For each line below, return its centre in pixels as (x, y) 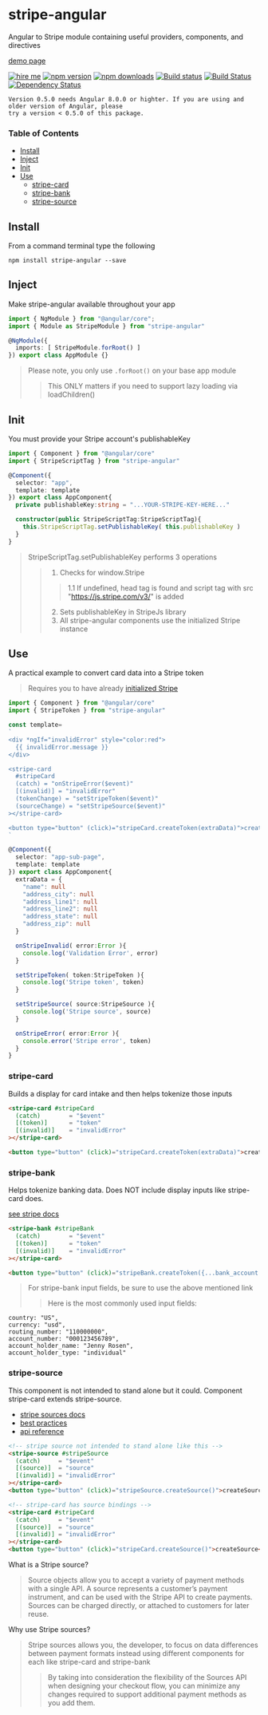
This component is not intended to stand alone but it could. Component (126, 1390)
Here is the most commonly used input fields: (122, 1303)
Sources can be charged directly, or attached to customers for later (138, 1605)
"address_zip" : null (57, 924)
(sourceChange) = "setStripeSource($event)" (91, 806)
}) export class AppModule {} (59, 356)
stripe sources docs (53, 1414)
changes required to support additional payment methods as (147, 1694)
